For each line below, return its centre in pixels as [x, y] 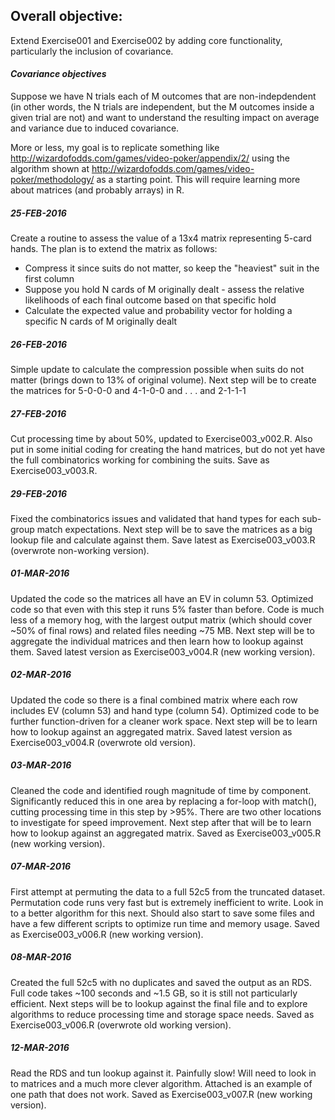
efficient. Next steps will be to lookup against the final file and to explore [159, 1003]
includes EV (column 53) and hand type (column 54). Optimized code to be [165, 710]
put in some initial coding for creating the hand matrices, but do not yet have [168, 449]
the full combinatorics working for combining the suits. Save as [140, 460]
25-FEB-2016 [38, 213]
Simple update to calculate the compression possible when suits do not [157, 369]
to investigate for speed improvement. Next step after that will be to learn [161, 822]
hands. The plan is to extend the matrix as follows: [114, 248]
